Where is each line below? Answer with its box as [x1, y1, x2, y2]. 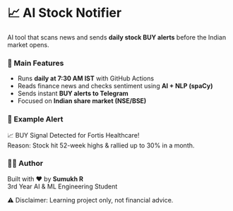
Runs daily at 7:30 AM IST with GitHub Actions [17, 74, 154, 83]
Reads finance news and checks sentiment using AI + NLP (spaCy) [17, 82, 213, 90]
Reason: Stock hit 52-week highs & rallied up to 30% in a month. [7, 141, 195, 150]
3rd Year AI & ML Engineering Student [7, 182, 118, 191]
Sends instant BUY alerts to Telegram [17, 89, 129, 98]
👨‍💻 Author [7, 159, 44, 169]
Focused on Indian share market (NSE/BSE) [17, 97, 147, 105]
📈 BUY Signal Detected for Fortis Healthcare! [7, 131, 140, 139]
